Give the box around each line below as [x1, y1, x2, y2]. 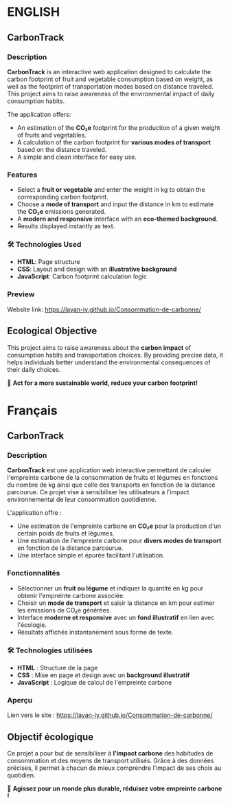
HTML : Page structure [16, 258, 80, 266]
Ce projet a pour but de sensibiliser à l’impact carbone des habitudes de [7, 749, 214, 758]
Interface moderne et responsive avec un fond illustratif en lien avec [16, 613, 215, 621]
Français [7, 403, 58, 418]
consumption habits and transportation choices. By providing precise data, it [7, 351, 224, 359]
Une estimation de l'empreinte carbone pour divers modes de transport [16, 537, 222, 545]
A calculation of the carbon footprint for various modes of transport [16, 138, 211, 146]
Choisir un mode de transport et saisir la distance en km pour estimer [16, 599, 215, 607]
